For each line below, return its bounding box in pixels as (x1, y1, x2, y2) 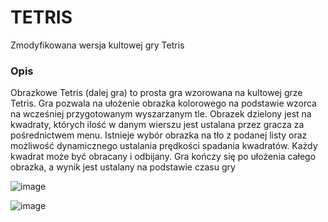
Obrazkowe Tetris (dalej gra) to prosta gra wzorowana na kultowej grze (10, 87, 303, 99)
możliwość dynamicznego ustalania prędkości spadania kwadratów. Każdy (10, 140, 318, 152)
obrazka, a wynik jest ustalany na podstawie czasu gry (10, 161, 236, 173)
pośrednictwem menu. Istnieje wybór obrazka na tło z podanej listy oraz (10, 129, 308, 141)
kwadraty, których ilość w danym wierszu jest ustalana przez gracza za (10, 119, 305, 131)
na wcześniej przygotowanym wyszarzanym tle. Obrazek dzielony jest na (10, 108, 312, 120)
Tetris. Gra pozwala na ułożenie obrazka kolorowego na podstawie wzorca (10, 97, 317, 110)
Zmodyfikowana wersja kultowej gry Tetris (10, 39, 185, 51)
